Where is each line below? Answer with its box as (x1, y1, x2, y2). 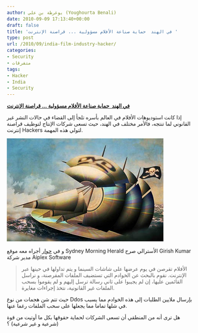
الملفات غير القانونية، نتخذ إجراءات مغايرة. (21, 284, 115, 292)
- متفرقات (7, 60, 32, 66)
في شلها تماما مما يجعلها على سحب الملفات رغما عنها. (7, 302, 128, 310)
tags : (7, 66, 20, 72)
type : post (7, 35, 34, 41)
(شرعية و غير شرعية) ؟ (7, 320, 59, 328)
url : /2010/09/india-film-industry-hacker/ (7, 41, 117, 47)
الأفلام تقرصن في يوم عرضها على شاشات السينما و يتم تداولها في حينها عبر (21, 266, 187, 273)
